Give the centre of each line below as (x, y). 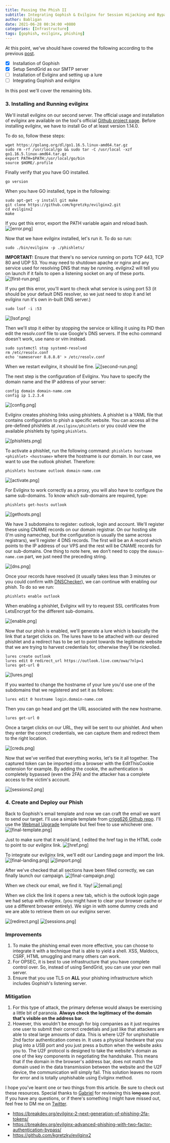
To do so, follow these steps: (35, 136)
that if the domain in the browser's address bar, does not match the (83, 1062)
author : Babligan (24, 19)
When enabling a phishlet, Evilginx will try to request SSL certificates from (82, 606)
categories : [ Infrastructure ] (37, 29)
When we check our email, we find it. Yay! (49, 885)
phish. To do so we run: (30, 587)
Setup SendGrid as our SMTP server (50, 69)
